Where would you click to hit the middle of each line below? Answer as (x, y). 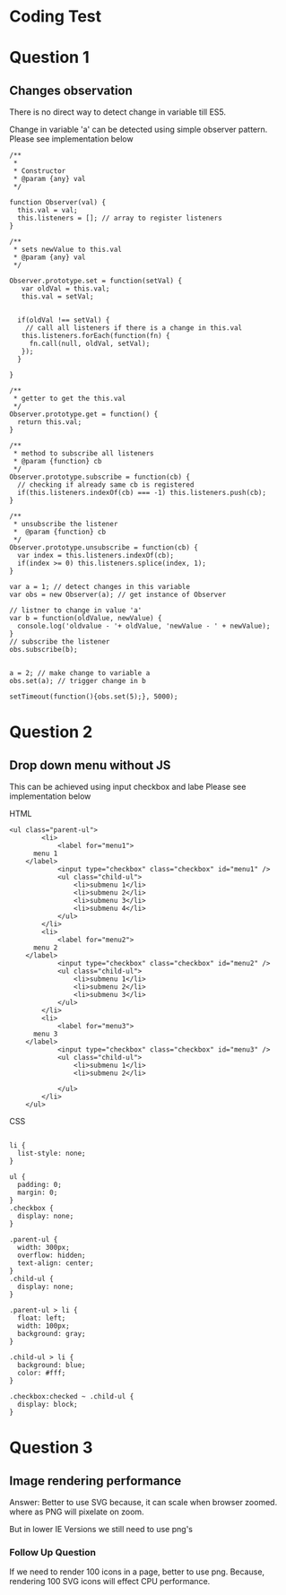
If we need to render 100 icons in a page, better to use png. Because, (137, 1572)
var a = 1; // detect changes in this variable (100, 587)
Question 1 (49, 58)
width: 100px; (43, 1326)
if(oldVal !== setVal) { (64, 320)
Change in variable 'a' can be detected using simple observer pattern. (139, 130)
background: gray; (52, 1334)
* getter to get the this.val (69, 399)
